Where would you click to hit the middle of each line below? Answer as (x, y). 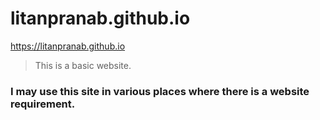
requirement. (43, 104)
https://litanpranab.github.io (68, 46)
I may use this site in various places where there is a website (160, 91)
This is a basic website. (83, 65)
